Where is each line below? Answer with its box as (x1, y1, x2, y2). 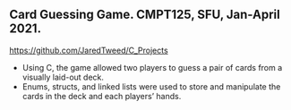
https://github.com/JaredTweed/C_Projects (9, 45, 168, 55)
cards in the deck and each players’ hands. (21, 90, 182, 101)
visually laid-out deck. (21, 72, 105, 82)
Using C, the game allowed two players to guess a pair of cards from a (21, 62, 283, 72)
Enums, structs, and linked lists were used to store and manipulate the (21, 80, 281, 92)
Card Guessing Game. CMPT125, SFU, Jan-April (9, 7, 280, 22)
